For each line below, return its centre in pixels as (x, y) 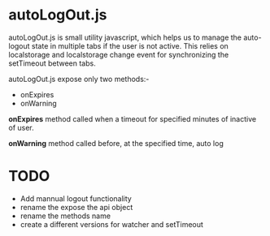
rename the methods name (65, 216)
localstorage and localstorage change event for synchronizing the (119, 54)
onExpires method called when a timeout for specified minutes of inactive (133, 118)
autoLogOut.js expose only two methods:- (79, 79)
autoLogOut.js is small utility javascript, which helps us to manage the (125, 37)
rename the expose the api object (76, 207)
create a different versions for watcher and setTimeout (111, 224)
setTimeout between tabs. (52, 63)
